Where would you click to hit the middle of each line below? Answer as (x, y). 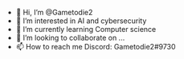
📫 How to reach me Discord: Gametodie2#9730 (96, 47)
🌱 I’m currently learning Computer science (86, 29)
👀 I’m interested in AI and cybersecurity (81, 21)
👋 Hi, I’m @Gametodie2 (54, 12)
